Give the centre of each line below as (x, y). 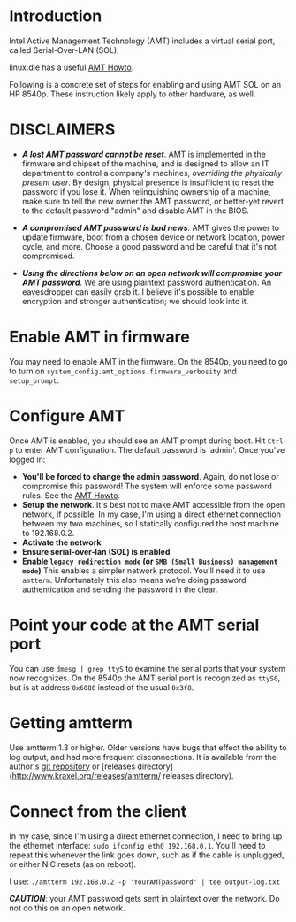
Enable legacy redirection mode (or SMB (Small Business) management (150, 561)
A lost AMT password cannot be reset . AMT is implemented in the (144, 154)
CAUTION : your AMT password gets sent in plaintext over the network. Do (144, 898)
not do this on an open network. (67, 908)
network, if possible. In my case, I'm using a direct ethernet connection (151, 514)
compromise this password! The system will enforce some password (147, 486)
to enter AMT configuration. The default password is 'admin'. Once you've (150, 449)
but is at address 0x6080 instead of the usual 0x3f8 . (102, 687)
